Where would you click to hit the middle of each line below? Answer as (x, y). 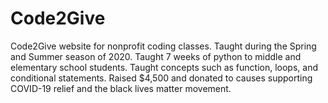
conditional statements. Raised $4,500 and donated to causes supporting (161, 78)
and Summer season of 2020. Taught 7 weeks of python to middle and (156, 56)
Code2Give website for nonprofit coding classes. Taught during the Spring (163, 46)
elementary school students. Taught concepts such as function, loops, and (164, 67)
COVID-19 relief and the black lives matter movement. (121, 88)
